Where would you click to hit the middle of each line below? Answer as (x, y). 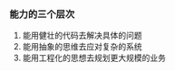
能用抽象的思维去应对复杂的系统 (82, 47)
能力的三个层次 (42, 13)
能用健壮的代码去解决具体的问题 (82, 35)
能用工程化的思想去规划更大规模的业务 (94, 58)
